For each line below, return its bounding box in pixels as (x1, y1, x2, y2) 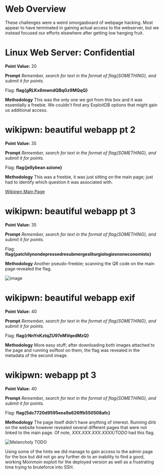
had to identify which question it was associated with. (5, 179, 113, 185)
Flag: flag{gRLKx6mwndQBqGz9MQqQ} (5, 87, 88, 93)
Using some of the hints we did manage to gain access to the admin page (5, 448, 153, 454)
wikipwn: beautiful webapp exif (5, 292, 135, 303)
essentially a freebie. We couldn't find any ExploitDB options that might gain (5, 102, 158, 108)
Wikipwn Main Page (5, 188, 45, 194)
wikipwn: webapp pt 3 (5, 370, 97, 380)
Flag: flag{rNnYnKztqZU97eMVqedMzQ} (5, 332, 89, 338)
